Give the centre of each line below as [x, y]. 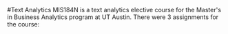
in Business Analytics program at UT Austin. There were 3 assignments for [113, 17]
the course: [23, 24]
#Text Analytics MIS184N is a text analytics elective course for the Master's [114, 10]
